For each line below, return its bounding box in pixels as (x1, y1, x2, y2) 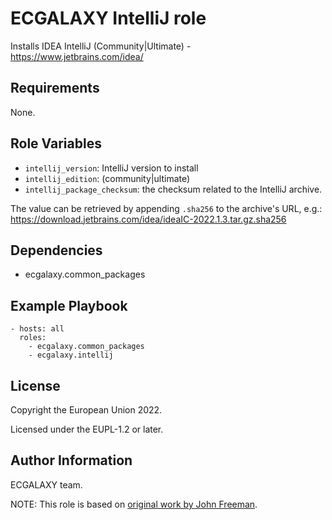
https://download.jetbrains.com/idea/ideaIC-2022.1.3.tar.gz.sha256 (10, 213, 287, 225)
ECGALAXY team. (10, 478, 83, 491)
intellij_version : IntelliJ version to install (24, 162, 199, 174)
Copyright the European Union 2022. (10, 404, 163, 416)
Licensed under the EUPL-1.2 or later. (10, 423, 164, 435)
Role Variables (10, 135, 102, 152)
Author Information (10, 452, 133, 469)
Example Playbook (10, 297, 128, 314)
